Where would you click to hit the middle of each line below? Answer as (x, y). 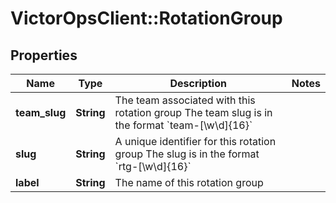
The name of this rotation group (189, 182)
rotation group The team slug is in (193, 112)
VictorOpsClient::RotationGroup (146, 18)
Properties (44, 55)
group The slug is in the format (187, 154)
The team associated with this (185, 100)
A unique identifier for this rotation (195, 141)
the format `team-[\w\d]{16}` (183, 125)
